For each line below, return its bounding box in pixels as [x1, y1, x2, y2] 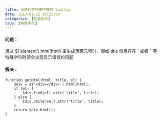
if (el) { [14, 86, 34, 91]
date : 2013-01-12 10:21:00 [5, 12, 60, 17]
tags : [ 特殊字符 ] [5, 20, 38, 26]
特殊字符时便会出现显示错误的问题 [5, 54, 74, 60]
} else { [14, 95, 32, 100]
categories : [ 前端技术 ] [5, 16, 50, 21]
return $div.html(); [14, 107, 56, 112]
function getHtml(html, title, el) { [5, 78, 82, 82]
